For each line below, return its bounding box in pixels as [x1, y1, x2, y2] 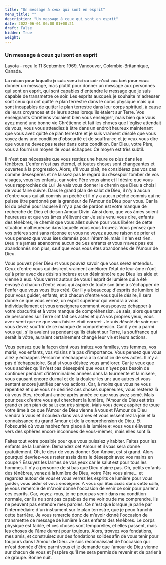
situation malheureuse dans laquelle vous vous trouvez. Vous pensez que [5, 225, 155, 231]
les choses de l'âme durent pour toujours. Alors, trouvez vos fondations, [5, 528, 153, 534]
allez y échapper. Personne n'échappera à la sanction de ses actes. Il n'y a [5, 355, 158, 361]
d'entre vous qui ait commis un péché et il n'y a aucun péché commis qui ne [5, 193, 161, 199]
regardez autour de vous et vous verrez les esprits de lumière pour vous [5, 475, 153, 481]
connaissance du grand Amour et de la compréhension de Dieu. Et [5, 418, 141, 424]
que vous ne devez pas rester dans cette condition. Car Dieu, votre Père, [5, 141, 154, 147]
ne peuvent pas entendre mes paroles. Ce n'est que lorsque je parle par [5, 501, 152, 507]
